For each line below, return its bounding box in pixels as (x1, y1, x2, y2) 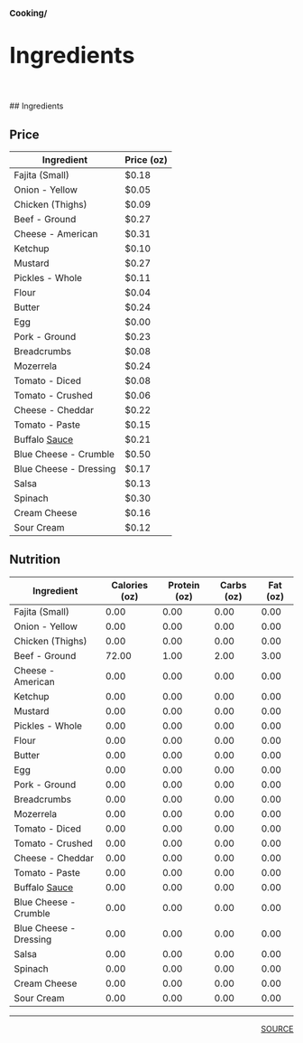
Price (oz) (124, 154, 169, 165)
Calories (111, 578, 149, 591)
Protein (168, 578, 200, 591)
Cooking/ (9, 7, 48, 20)
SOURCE (261, 1023, 294, 1034)
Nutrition (9, 552, 61, 568)
